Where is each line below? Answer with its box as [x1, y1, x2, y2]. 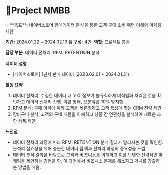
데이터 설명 [5, 60, 27, 66]
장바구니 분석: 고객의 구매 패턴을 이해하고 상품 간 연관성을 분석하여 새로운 [12, 111, 156, 118]
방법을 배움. [18, 164, 41, 170]
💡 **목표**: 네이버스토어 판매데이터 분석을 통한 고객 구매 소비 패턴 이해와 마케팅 [5, 22, 162, 28]
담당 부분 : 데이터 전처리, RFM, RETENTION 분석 [5, 49, 100, 55]
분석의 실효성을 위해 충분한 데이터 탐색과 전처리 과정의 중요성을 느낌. [12, 145, 147, 151]
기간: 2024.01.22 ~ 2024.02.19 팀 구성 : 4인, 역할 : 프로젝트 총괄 [5, 39, 130, 45]
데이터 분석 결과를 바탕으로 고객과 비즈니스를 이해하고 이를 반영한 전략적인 [12, 151, 158, 158]
